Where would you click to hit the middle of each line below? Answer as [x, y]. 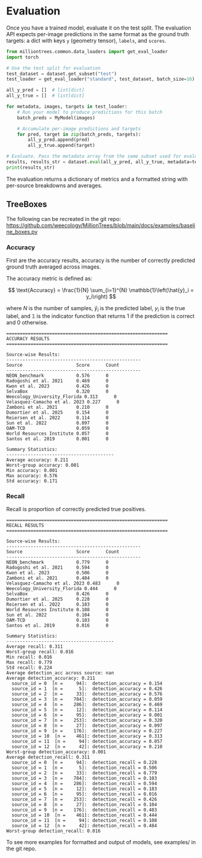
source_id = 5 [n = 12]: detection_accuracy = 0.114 [87, 710]
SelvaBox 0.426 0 [58, 594]
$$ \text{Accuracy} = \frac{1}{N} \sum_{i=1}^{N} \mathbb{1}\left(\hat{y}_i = [101, 290]
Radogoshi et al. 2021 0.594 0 [58, 568]
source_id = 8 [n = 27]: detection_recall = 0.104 [84, 805]
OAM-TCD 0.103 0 [58, 620]
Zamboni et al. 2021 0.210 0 [58, 407]
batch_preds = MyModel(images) [56, 118]
